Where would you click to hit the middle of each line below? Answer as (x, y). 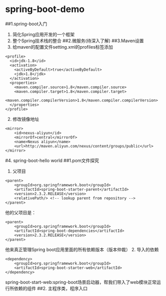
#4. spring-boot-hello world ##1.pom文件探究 (52, 160)
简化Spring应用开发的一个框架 (44, 34)
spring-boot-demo (45, 9)
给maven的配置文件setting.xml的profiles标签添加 (63, 47)
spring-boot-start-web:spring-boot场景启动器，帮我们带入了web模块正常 (81, 282)
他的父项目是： (21, 212)
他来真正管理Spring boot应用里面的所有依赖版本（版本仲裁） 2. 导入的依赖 (82, 249)
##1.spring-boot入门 (26, 24)
